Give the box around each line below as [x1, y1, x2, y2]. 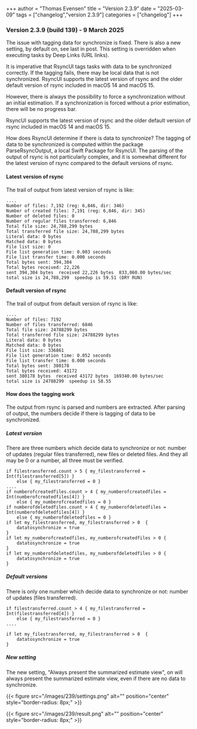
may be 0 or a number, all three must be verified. [6, 456, 124, 463]
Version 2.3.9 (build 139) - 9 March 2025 [6, 26, 124, 34]
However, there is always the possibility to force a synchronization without [6, 93, 186, 100]
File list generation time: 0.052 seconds [6, 352, 111, 358]
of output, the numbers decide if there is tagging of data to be [6, 409, 156, 416]
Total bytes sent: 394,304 [6, 259, 72, 265]
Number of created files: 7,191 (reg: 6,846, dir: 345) [6, 208, 145, 214]
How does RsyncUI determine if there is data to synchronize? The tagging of [6, 135, 191, 142]
